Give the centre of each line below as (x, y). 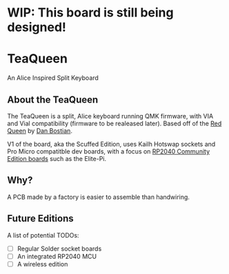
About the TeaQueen (53, 99)
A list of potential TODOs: (43, 235)
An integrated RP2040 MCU (57, 256)
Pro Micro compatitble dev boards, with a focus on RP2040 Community (109, 151)
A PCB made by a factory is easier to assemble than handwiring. (98, 197)
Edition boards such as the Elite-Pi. (57, 158)
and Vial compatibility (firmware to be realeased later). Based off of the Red (114, 123)
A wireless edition (42, 264)
